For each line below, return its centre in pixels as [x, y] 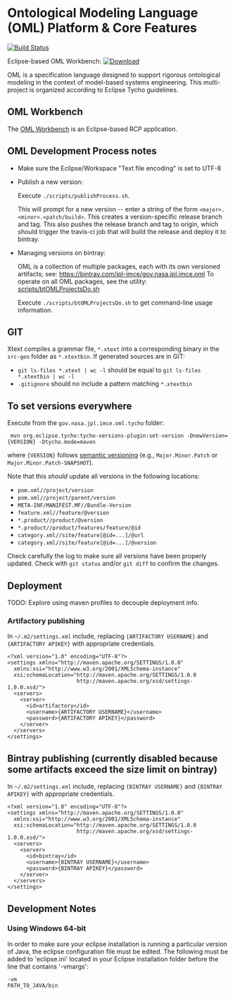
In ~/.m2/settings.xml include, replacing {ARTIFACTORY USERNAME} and [108, 637]
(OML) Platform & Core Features [102, 28]
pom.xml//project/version [55, 491]
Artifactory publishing [46, 620]
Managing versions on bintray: [62, 252]
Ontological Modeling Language [103, 13]
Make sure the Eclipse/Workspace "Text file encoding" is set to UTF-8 [119, 168]
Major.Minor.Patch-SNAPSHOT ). [50, 462]
